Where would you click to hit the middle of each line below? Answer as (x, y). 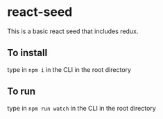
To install (27, 53)
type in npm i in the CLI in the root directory (69, 69)
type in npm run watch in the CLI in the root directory (81, 108)
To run (22, 92)
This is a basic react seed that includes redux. (73, 31)
